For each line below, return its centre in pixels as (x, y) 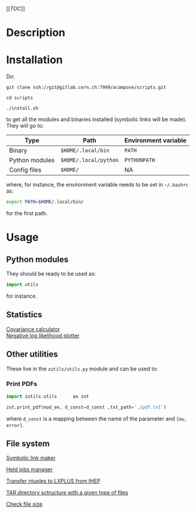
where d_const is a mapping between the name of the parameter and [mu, (97, 418)
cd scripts (20, 98)
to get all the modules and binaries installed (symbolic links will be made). (97, 119)
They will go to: (25, 126)
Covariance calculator (33, 329)
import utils (22, 285)
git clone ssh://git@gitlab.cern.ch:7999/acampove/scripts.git (86, 88)
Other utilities (32, 354)
